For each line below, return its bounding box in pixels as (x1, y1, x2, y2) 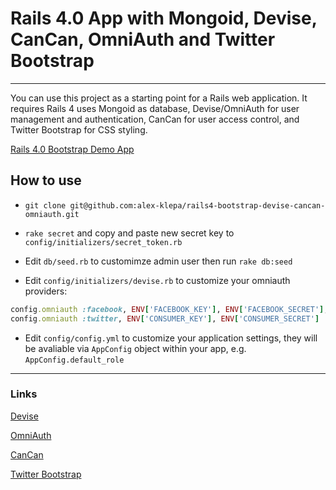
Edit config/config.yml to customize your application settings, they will (24, 332, 318, 344)
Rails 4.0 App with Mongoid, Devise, (10, 7, 318, 30)
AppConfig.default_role (24, 355, 125, 365)
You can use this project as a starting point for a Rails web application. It (10, 92, 308, 104)
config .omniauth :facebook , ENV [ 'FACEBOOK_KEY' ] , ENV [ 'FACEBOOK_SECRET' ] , (10, 304, 329, 314)
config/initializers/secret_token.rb (24, 237, 183, 247)
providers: (24, 285, 68, 297)
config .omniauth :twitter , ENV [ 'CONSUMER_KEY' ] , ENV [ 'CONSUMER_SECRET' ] (10, 313, 320, 324)
